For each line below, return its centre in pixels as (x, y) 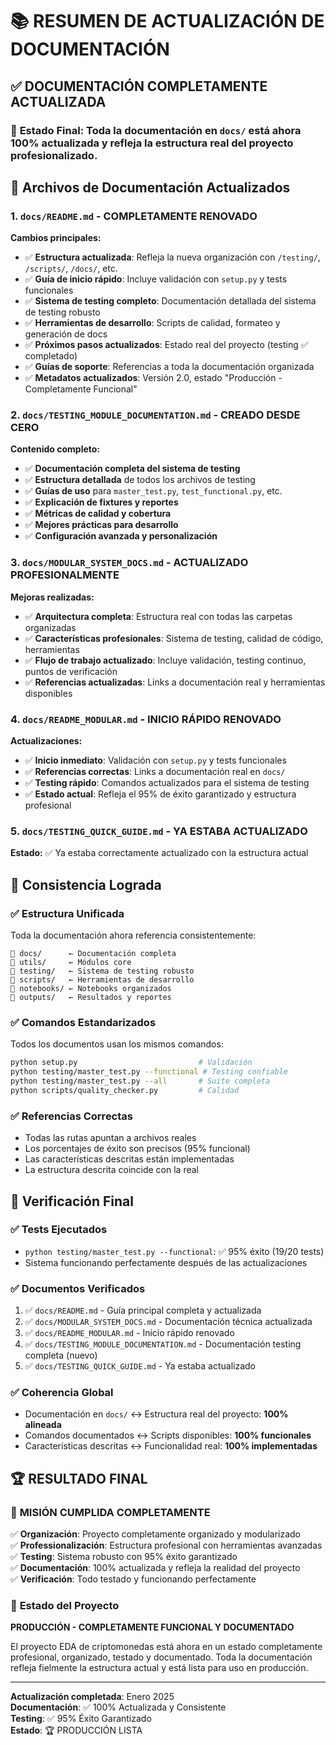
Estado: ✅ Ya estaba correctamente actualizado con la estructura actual (159, 853)
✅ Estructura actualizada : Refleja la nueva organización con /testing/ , (172, 257)
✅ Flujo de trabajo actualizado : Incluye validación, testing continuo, (165, 660)
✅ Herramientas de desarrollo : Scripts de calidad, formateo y (152, 323)
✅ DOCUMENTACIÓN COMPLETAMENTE (139, 86)
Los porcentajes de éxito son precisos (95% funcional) (137, 1149)
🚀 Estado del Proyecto (65, 1606)
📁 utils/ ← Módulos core (71, 963)
